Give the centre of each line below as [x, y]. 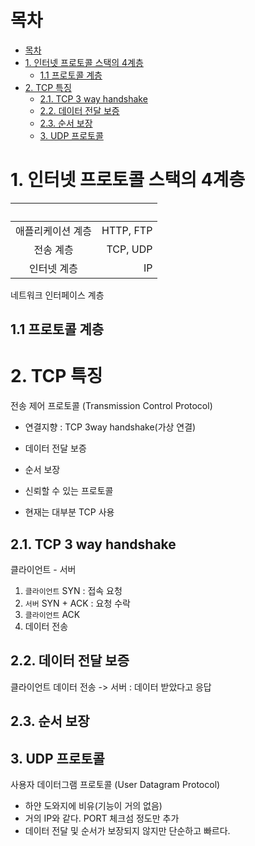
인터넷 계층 [53, 268]
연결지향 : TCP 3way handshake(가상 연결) [110, 427]
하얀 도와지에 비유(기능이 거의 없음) [93, 806]
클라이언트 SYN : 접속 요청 [73, 591]
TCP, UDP [129, 249]
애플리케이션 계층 [54, 231]
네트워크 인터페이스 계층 [57, 295]
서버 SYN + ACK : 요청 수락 [77, 603]
